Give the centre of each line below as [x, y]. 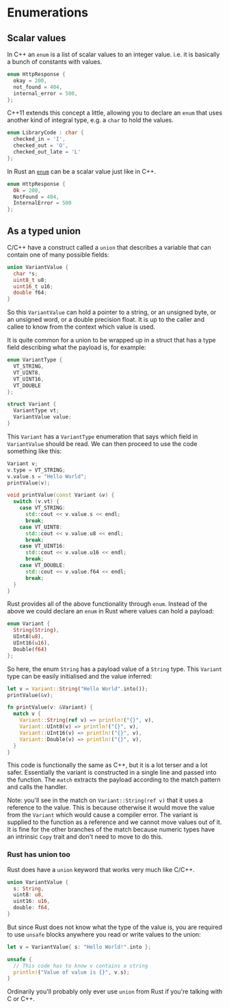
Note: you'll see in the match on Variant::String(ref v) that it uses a [105, 800]
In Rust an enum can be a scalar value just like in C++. [81, 171]
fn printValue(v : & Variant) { [50, 707]
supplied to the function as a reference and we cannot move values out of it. [114, 822]
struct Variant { [32, 404]
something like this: [35, 451]
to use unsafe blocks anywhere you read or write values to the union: [104, 934]
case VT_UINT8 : [41, 527]
